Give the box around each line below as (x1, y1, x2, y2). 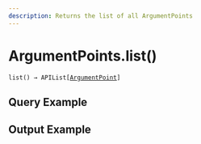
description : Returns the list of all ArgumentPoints (8, 11, 194, 20)
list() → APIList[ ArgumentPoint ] (8, 74, 121, 82)
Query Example (8, 95, 88, 109)
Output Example (8, 123, 91, 137)
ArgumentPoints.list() (8, 46, 157, 65)
